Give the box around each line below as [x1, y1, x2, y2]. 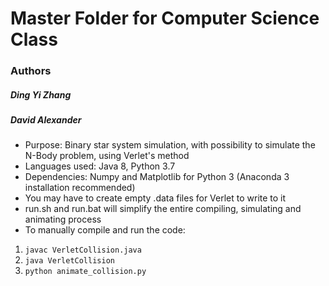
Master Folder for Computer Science [10, 7, 320, 30]
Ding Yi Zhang [10, 88, 72, 101]
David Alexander [10, 114, 82, 126]
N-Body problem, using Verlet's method [24, 150, 190, 162]
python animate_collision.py [24, 267, 147, 277]
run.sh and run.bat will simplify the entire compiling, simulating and [24, 203, 302, 215]
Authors [10, 64, 52, 78]
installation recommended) [24, 182, 136, 194]
